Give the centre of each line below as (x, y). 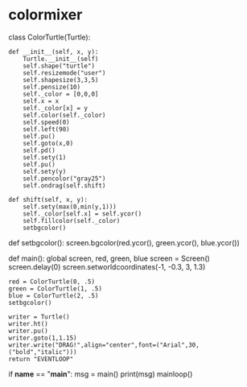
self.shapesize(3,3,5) (61, 80)
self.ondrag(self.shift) (64, 185)
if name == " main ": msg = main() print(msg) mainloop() (101, 374)
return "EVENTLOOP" (41, 359)
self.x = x (41, 101)
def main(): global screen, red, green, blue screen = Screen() (109, 258)
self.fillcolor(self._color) (72, 220)
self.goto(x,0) (48, 143)
